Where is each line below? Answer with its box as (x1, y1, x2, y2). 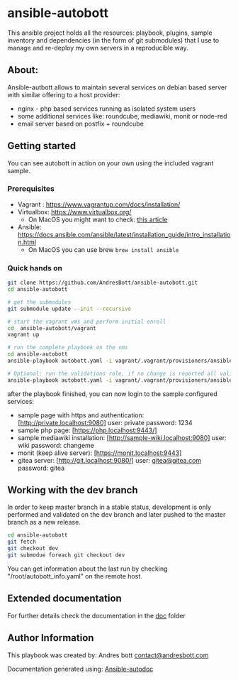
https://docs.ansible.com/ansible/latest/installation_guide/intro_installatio (17, 230, 231, 238)
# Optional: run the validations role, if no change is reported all (7, 370, 217, 377)
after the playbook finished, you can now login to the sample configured (7, 389, 217, 398)
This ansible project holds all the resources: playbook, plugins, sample (7, 28, 212, 37)
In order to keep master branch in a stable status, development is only (7, 503, 211, 512)
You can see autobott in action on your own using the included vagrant (7, 158, 214, 168)
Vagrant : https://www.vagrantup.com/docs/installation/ (17, 200, 181, 209)
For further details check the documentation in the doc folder (7, 611, 186, 620)
